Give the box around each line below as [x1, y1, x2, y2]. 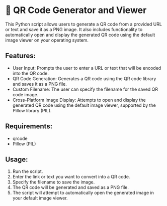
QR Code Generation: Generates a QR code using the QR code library [12, 75, 156, 82]
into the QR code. [12, 70, 49, 76]
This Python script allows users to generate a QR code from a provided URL [5, 21, 162, 27]
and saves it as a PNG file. [12, 81, 67, 87]
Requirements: [5, 122, 53, 131]
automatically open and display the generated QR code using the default [5, 32, 155, 38]
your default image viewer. [12, 195, 68, 201]
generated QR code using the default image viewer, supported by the [12, 102, 156, 108]
